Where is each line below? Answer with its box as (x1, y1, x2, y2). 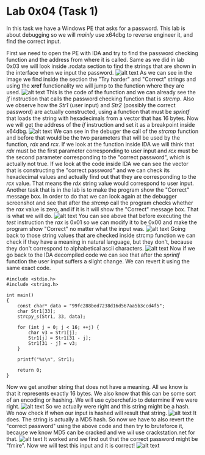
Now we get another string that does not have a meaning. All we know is (6, 383, 189, 390)
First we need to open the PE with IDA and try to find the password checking (6, 49, 198, 56)
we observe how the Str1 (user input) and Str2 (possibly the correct (6, 101, 176, 108)
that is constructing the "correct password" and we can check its (6, 167, 170, 174)
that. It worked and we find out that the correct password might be (6, 435, 198, 442)
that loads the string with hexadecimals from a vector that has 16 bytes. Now (6, 115, 199, 122)
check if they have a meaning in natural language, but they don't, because (6, 238, 193, 246)
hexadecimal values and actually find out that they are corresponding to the (6, 173, 196, 180)
